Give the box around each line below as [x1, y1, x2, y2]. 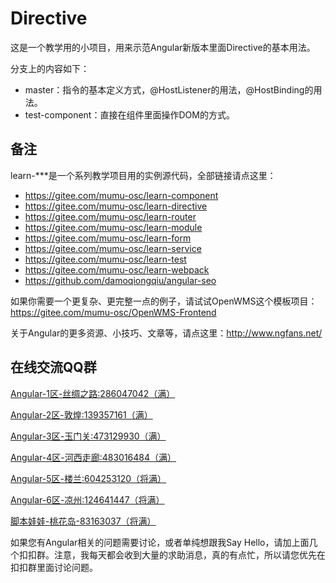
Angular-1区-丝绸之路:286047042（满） [10, 387, 176, 399]
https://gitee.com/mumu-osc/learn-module [24, 221, 203, 233]
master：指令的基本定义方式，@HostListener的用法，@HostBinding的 [24, 83, 314, 96]
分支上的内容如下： [10, 62, 90, 74]
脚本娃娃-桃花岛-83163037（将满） [10, 515, 157, 527]
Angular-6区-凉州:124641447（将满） [10, 493, 165, 506]
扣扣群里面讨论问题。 [10, 561, 98, 573]
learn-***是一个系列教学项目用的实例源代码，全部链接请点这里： [10, 169, 277, 181]
